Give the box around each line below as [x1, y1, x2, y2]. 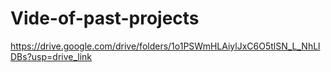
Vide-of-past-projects [10, 7, 200, 30]
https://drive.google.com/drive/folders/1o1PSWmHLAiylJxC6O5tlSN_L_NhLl [10, 40, 321, 52]
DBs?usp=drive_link [10, 50, 93, 62]
